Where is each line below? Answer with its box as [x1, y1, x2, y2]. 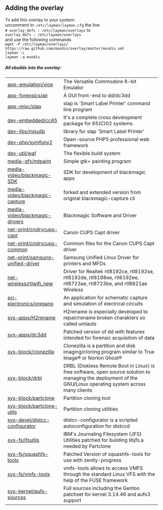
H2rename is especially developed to [63, 308, 148, 315]
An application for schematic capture [63, 294, 148, 301]
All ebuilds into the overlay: [5, 65, 62, 71]
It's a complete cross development [63, 114, 142, 121]
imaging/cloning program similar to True [63, 348, 155, 355]
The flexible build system [63, 150, 120, 156]
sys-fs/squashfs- [7, 451, 49, 457]
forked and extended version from [63, 189, 142, 195]
